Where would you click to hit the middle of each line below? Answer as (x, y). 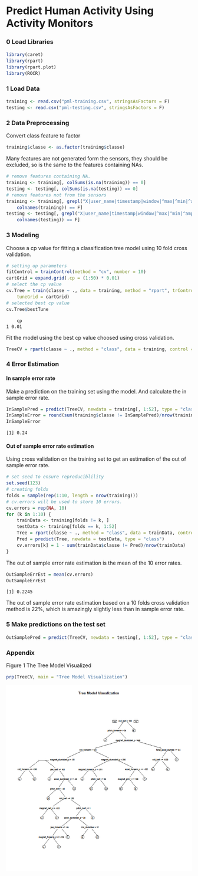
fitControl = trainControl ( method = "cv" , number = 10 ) (76, 272)
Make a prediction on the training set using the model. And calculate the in (96, 391)
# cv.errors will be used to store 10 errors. (64, 502)
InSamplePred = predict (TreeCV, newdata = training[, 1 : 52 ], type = (92, 409)
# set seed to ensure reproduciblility (55, 477)
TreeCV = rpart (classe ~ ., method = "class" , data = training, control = (100, 349)
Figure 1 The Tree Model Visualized (49, 665)
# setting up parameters (37, 266)
